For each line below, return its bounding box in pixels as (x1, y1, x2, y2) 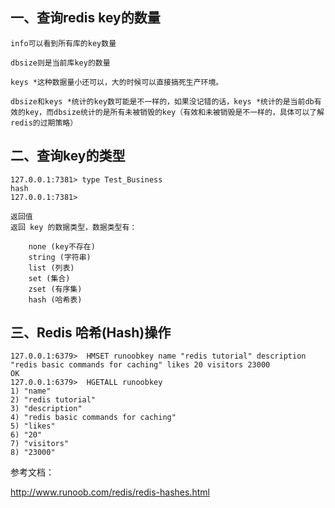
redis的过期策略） (10, 118, 78, 128)
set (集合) (28, 273, 71, 283)
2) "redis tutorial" (10, 395, 97, 405)
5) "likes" (10, 421, 56, 432)
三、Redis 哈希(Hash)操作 (10, 324, 172, 342)
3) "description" (10, 404, 83, 414)
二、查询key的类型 (10, 148, 126, 165)
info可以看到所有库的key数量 (10, 38, 117, 48)
